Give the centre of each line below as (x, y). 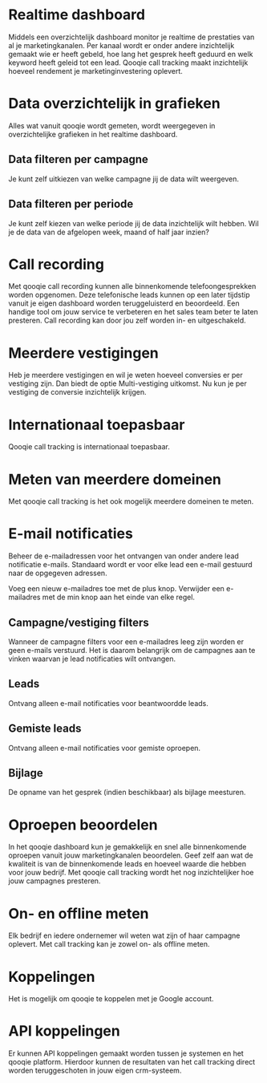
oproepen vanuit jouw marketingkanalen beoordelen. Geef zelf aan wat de (131, 855)
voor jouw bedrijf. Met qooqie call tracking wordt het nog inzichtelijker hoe (131, 873)
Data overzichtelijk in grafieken (114, 104)
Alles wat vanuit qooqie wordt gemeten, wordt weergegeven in (112, 125)
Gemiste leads (45, 729)
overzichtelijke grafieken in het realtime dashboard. (93, 134)
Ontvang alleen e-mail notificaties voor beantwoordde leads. (108, 703)
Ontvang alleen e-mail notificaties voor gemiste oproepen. (105, 748)
